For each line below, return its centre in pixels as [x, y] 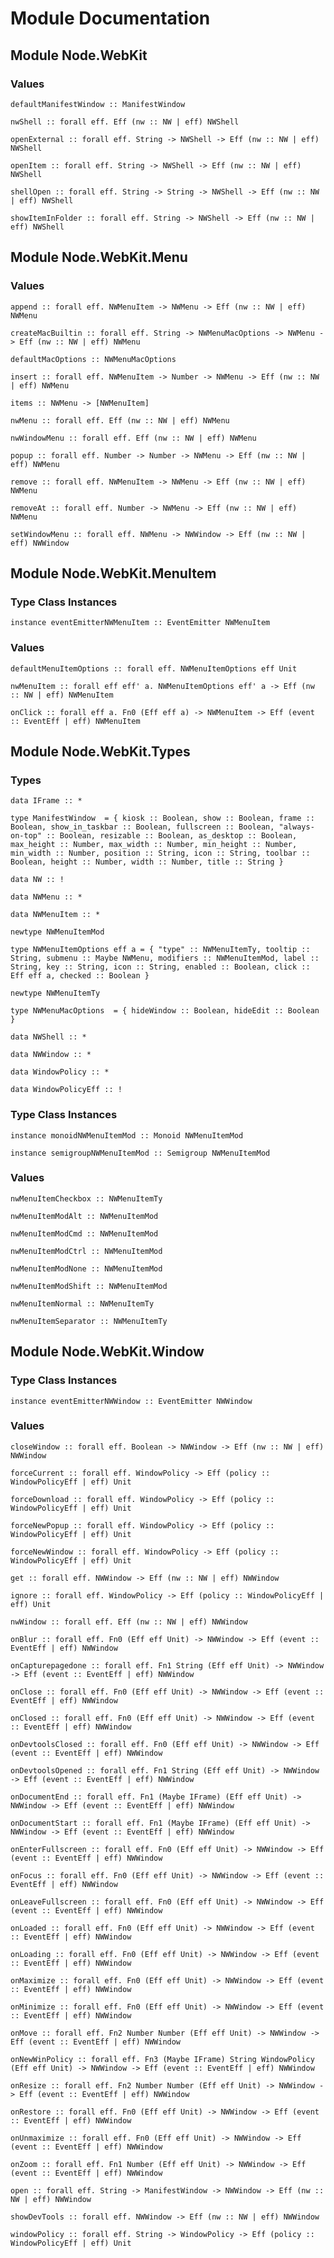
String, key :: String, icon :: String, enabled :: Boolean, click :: [160, 967]
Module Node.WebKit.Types [100, 751]
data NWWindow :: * [51, 1055]
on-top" [26, 836]
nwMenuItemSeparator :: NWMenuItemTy [89, 1321]
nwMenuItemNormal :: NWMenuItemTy [82, 1303]
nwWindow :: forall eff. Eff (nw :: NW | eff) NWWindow [129, 1622]
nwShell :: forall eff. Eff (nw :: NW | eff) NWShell [125, 122]
